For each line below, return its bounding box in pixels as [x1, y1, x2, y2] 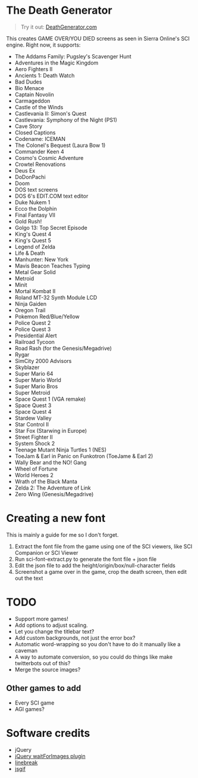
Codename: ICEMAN [14, 135, 65, 142]
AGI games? [14, 705, 45, 712]
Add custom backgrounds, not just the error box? [14, 634, 136, 641]
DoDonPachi [14, 173, 46, 180]
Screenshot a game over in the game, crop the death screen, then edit [14, 568, 187, 575]
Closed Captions [14, 129, 56, 136]
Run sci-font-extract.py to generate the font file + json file [14, 555, 157, 562]
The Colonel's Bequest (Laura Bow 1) [14, 142, 106, 149]
